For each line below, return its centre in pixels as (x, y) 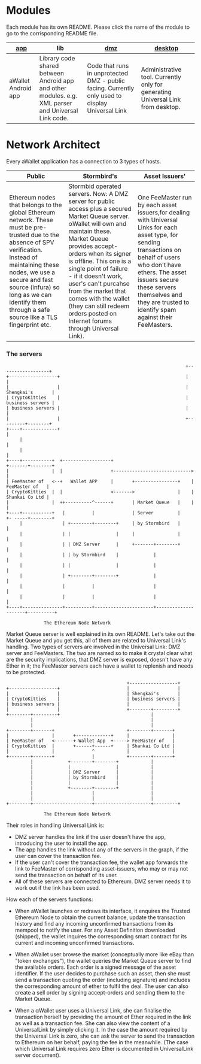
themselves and (160, 295)
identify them (28, 302)
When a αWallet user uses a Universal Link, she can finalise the (93, 1011)
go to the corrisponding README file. (52, 33)
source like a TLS (33, 317)
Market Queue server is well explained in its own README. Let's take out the (100, 634)
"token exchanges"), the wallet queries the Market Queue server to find (103, 961)
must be (21, 227)
